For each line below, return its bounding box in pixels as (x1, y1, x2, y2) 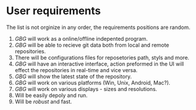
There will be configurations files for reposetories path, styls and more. (14, 54, 189, 61)
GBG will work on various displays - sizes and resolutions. (14, 85, 157, 92)
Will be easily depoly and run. (14, 92, 88, 99)
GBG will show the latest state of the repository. (14, 73, 132, 80)
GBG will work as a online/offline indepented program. (14, 35, 148, 42)
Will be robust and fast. (14, 98, 73, 105)
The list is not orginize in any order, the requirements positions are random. (6, 24, 191, 31)
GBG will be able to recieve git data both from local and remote (14, 41, 170, 48)
